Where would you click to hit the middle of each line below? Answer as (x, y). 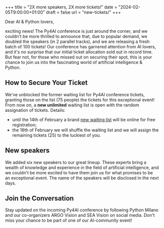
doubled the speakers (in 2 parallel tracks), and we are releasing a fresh (77, 41)
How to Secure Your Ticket (46, 83)
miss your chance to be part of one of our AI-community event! (69, 220)
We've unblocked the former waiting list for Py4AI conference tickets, (75, 94)
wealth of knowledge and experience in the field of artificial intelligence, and (82, 167)
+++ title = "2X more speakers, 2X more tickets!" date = (61, 7)
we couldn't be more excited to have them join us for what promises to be (79, 172)
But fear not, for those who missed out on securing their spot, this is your (79, 57)
